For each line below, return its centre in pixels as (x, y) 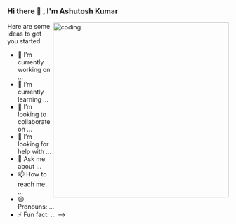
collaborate (34, 122)
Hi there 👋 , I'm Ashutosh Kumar (63, 11)
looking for (33, 144)
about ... (29, 167)
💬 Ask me (31, 159)
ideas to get (25, 34)
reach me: (32, 184)
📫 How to (32, 174)
